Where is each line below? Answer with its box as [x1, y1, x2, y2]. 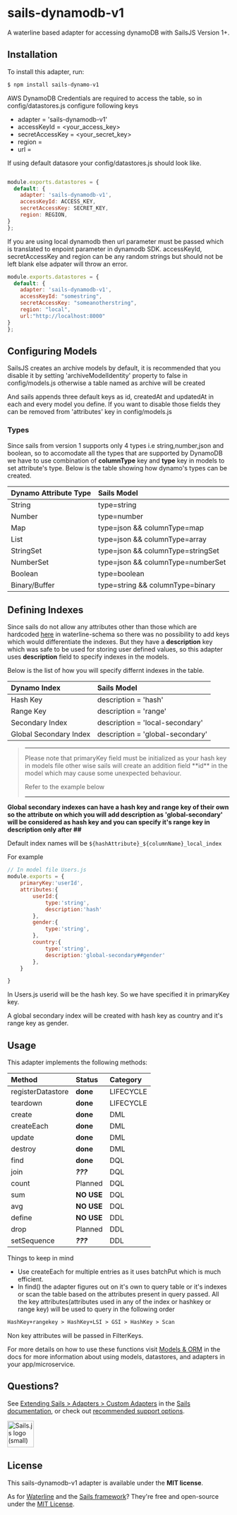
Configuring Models [7, 345, 97, 357]
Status [75, 1075, 99, 1085]
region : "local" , [20, 306, 71, 313]
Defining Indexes [7, 604, 84, 616]
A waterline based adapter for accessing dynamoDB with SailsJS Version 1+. [7, 28, 230, 37]
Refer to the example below [24, 783, 105, 791]
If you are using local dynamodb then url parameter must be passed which [7, 237, 224, 245]
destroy [11, 1144, 37, 1154]
